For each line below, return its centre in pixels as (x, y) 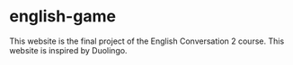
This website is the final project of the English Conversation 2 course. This (147, 41)
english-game (63, 16)
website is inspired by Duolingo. (68, 50)
